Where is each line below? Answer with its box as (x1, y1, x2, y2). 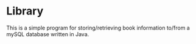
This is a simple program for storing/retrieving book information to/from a (6, 24, 190, 31)
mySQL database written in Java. (6, 30, 89, 37)
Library (6, 4, 44, 18)
